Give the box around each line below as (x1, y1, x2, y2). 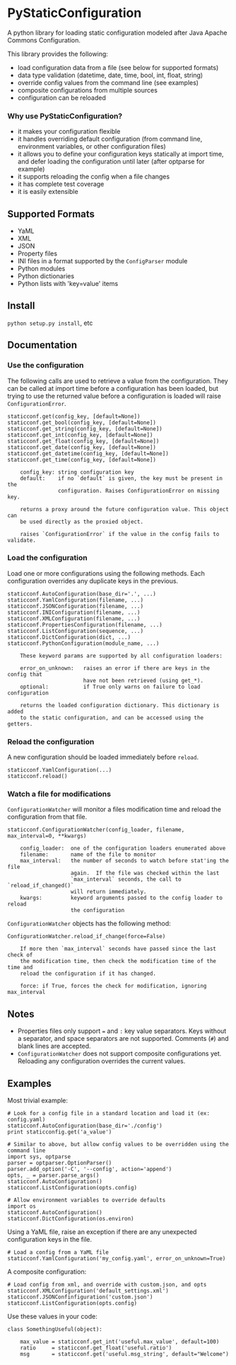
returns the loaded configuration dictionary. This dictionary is (20, 702, 220, 709)
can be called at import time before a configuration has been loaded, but (7, 384, 219, 392)
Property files (17, 249, 58, 258)
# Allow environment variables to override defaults (7, 1196, 166, 1204)
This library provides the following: (7, 50, 108, 58)
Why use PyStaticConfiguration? (7, 111, 123, 121)
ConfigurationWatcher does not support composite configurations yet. (17, 1049, 222, 1058)
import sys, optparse (7, 1153, 71, 1160)
